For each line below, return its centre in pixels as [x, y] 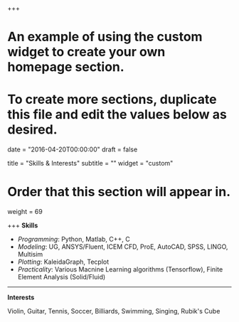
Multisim [30, 254]
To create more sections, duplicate [112, 100]
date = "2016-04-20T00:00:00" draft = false [73, 149]
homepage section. [66, 67]
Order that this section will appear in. [119, 192]
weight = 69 [25, 212]
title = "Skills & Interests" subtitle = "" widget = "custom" [90, 163]
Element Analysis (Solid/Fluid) [62, 277]
